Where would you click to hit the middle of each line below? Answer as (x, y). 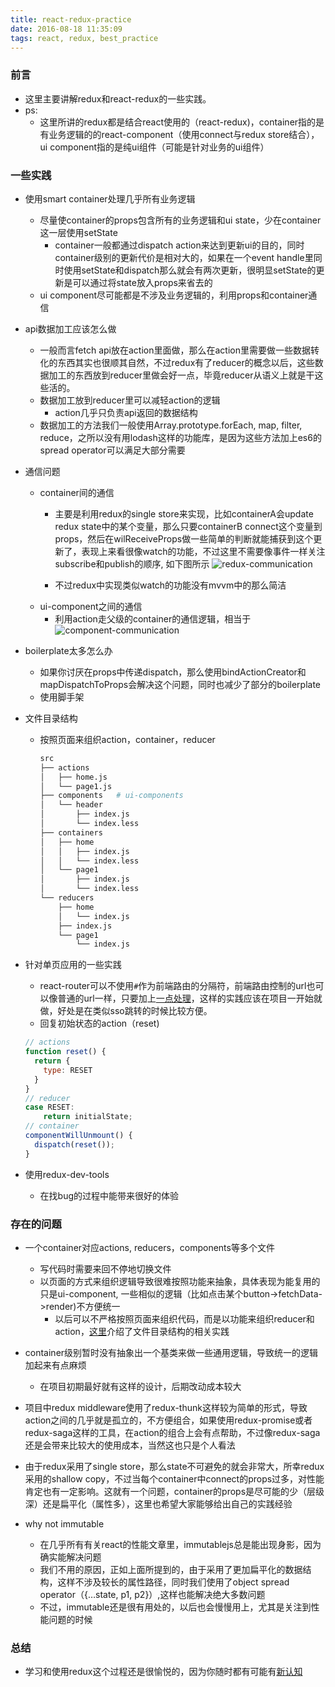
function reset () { (65, 1052)
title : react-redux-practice (71, 19)
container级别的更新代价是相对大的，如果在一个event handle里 (184, 257)
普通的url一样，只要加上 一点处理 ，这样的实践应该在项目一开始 (185, 998)
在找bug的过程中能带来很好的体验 (109, 1195)
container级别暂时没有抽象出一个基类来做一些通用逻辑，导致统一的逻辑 (171, 1353)
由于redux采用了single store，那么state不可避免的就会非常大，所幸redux (174, 1467)
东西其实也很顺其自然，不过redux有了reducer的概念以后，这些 (186, 362)
